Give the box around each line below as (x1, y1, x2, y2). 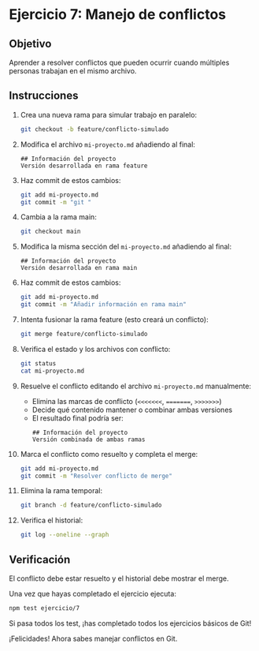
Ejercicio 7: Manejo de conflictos (9, 6, 227, 24)
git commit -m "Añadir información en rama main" (20, 301, 187, 309)
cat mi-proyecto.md (20, 367, 85, 375)
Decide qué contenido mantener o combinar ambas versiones (31, 405, 233, 414)
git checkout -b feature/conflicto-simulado (20, 125, 169, 133)
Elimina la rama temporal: (20, 486, 103, 496)
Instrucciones (9, 89, 79, 103)
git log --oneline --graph (20, 531, 109, 539)
